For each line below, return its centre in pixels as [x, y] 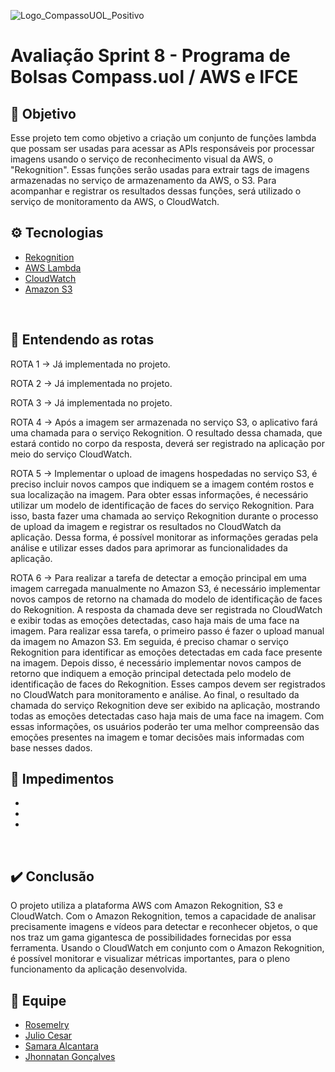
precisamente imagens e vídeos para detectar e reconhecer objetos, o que [164, 927]
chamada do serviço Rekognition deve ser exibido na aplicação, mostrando [165, 705]
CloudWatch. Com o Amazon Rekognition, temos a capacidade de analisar [163, 916]
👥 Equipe [38, 1000]
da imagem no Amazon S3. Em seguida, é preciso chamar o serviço [149, 641]
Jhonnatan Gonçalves [70, 1057]
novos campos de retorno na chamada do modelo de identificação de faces [166, 599]
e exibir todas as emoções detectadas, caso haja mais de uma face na [155, 620]
